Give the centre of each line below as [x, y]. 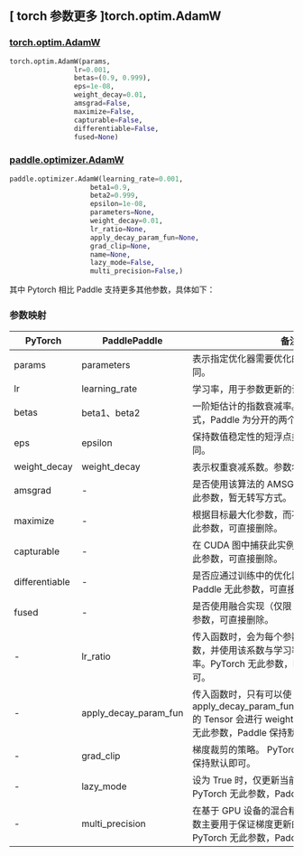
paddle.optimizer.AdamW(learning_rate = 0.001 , [96, 179]
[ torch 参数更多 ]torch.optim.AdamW [115, 16]
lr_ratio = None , [118, 229]
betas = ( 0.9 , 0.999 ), [112, 78]
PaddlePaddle [133, 340]
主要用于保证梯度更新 [247, 823]
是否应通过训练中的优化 [242, 575]
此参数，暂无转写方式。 [242, 497]
